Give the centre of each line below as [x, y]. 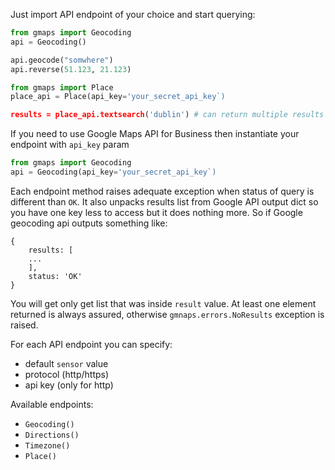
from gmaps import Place [62, 87]
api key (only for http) [69, 385]
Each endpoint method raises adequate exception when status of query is [162, 191]
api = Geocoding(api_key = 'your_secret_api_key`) [113, 172]
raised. [24, 325]
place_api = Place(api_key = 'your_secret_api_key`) [118, 97]
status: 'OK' [55, 276]
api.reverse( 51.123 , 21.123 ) [71, 69]
